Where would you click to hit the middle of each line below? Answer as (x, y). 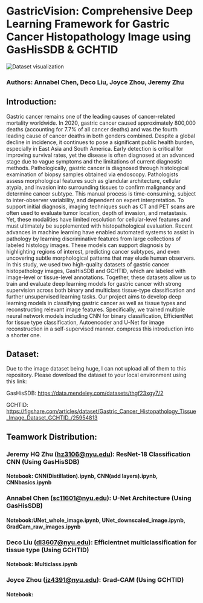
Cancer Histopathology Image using (99, 37)
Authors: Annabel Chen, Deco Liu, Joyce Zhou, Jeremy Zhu (95, 82)
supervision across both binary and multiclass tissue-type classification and (101, 290)
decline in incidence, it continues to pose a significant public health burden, (100, 142)
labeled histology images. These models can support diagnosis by (89, 245)
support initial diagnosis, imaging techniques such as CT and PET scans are (101, 206)
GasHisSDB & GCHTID (62, 50)
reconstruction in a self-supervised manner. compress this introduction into (100, 329)
